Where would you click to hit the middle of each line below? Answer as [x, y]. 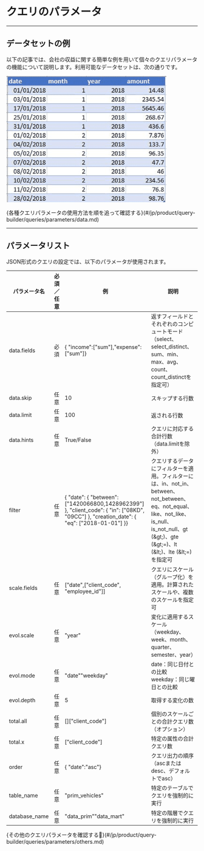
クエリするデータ [172, 461]
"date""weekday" [86, 675]
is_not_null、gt [169, 529]
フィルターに [178, 476]
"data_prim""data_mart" [94, 816]
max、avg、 [166, 362]
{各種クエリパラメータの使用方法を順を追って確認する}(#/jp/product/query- [101, 212]
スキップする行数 [172, 398]
